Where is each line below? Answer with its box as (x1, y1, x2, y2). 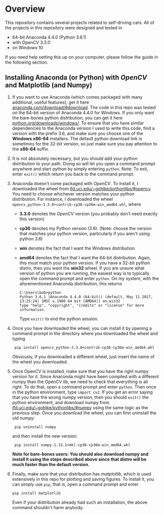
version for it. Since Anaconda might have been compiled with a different (12, 373, 159, 379)
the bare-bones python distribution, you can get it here (12, 115, 123, 121)
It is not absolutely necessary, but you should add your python (12, 155, 138, 161)
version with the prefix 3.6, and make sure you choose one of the (12, 130, 143, 136)
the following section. (5, 59, 48, 65)
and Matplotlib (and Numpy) (5, 81, 93, 89)
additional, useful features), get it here (12, 99, 89, 105)
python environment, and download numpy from (12, 399, 110, 405)
